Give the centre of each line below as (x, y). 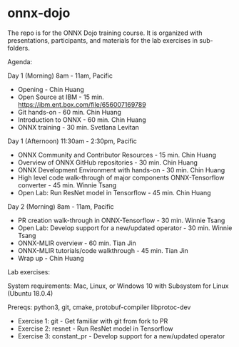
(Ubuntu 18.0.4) (30, 293)
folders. (19, 48)
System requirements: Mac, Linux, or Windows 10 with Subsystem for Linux (118, 286)
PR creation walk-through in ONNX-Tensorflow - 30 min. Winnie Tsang (121, 220)
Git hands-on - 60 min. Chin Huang (69, 112)
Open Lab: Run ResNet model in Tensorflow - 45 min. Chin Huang (114, 192)
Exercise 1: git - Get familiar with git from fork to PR (93, 321)
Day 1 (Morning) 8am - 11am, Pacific (60, 76)
